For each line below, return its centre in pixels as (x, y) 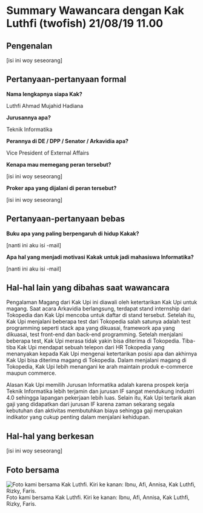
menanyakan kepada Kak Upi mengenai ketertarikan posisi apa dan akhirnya (102, 354)
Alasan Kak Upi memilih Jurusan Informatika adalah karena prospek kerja (98, 385)
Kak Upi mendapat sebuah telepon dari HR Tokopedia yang (91, 347)
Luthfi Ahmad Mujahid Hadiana (45, 106)
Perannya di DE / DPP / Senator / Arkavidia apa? (68, 141)
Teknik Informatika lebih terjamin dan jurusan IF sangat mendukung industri (100, 391)
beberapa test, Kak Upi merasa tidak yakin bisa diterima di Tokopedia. (93, 341)
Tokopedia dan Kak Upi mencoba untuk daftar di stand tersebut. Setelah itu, (101, 315)
